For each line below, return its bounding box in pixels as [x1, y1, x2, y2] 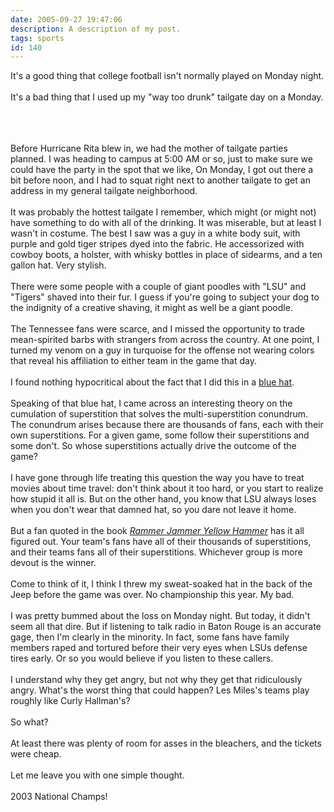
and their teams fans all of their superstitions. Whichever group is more [10, 546, 303, 558]
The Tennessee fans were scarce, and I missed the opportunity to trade [10, 323, 305, 335]
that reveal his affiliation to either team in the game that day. [10, 355, 258, 367]
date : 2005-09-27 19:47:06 [10, 14, 123, 25]
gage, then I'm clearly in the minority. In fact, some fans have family [10, 631, 290, 643]
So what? [10, 716, 49, 728]
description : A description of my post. [10, 24, 182, 34]
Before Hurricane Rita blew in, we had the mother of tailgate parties [10, 142, 288, 155]
